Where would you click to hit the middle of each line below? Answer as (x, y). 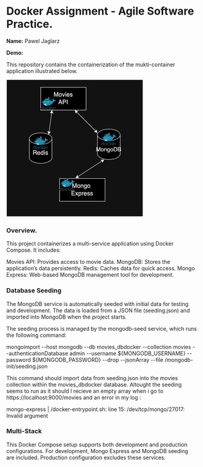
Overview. (22, 230)
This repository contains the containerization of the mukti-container (91, 64)
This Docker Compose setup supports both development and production (97, 445)
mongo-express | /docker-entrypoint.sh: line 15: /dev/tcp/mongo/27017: (95, 409)
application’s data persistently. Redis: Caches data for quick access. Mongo (101, 268)
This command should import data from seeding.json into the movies (92, 378)
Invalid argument (27, 415)
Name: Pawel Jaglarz (33, 41)
